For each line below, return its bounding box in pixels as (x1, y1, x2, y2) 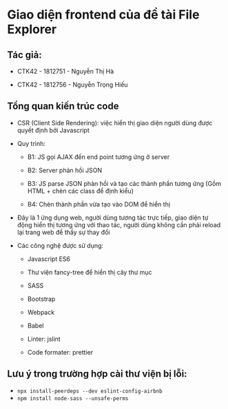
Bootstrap (27, 295, 56, 303)
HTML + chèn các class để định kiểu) (27, 187, 134, 195)
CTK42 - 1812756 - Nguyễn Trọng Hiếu (17, 81, 129, 89)
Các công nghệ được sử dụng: (17, 241, 104, 249)
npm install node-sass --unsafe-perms (17, 395, 129, 402)
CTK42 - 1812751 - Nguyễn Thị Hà (17, 67, 114, 75)
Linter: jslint (27, 335, 61, 343)
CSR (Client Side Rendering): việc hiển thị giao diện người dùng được (17, 118, 213, 127)
